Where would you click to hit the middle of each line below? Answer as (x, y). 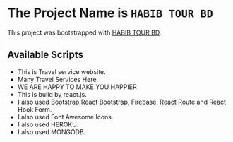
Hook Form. (35, 109)
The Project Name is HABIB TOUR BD (110, 13)
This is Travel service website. (61, 71)
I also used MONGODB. (52, 131)
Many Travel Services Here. (58, 79)
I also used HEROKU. (48, 124)
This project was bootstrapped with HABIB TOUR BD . (84, 32)
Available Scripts (45, 55)
